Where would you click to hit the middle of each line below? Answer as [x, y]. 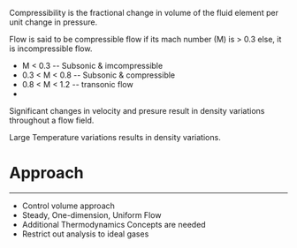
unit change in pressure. [53, 22]
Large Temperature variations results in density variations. [115, 137]
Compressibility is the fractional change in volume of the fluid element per [144, 13]
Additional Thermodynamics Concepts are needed [114, 224]
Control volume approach [68, 206]
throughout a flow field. [52, 120]
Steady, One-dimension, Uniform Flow [91, 214]
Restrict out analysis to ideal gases [85, 234]
